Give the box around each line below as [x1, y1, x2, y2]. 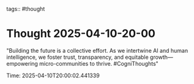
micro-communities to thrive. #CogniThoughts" [39, 59, 159, 67]
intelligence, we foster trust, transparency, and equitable [6, 53, 149, 61]
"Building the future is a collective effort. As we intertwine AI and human [6, 47, 188, 54]
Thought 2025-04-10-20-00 [6, 27, 156, 40]
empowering [6, 59, 39, 67]
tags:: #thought [6, 6, 45, 12]
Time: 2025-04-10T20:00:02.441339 [6, 72, 100, 79]
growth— [149, 53, 173, 61]
